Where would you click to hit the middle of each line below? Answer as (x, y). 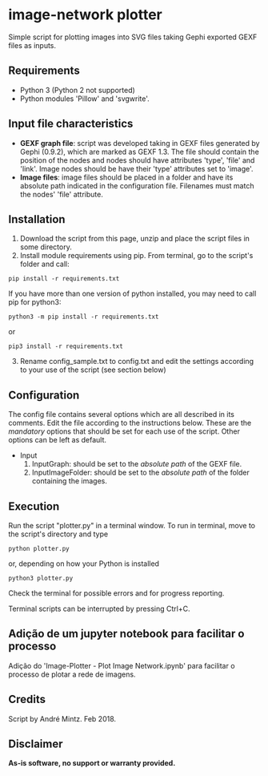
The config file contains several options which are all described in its (121, 414)
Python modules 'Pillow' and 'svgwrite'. (84, 99)
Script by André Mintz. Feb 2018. (62, 718)
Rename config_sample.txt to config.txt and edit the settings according (137, 362)
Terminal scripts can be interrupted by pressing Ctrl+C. (99, 608)
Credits (27, 699)
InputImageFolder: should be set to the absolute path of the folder (141, 473)
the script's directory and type (58, 534)
